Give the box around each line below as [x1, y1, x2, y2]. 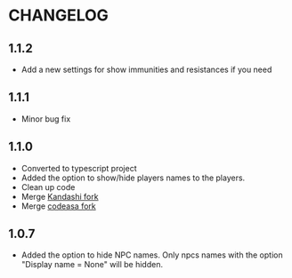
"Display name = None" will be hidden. [20, 259, 164, 270]
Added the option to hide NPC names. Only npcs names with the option [20, 250, 283, 260]
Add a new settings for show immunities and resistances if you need [20, 64, 272, 75]
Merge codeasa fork [20, 201, 96, 211]
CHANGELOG [8, 5, 109, 26]
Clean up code [20, 181, 76, 192]
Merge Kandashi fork [20, 191, 99, 202]
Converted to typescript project [20, 163, 137, 173]
